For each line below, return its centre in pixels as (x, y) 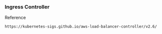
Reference (15, 18)
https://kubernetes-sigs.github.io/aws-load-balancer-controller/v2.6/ (81, 27)
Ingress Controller (27, 7)
